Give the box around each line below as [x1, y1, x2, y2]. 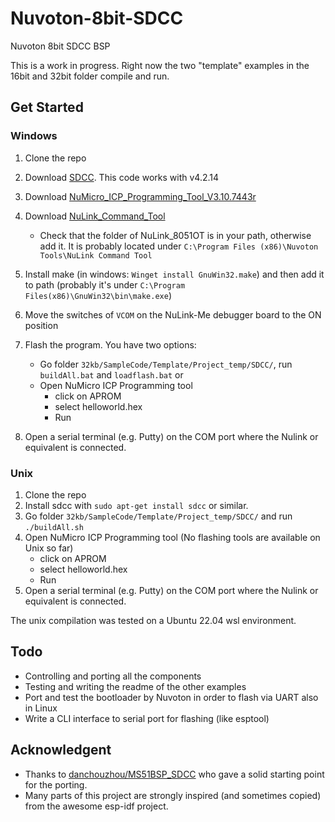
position [24, 319, 59, 331]
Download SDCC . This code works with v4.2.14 [24, 171, 220, 183]
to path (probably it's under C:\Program [24, 278, 186, 291]
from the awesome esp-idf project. [24, 800, 169, 812]
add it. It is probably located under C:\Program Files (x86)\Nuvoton [39, 240, 319, 252]
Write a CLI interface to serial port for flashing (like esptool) [24, 712, 270, 724]
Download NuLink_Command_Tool [24, 210, 166, 222]
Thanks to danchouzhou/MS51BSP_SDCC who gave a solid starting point [24, 768, 325, 780]
